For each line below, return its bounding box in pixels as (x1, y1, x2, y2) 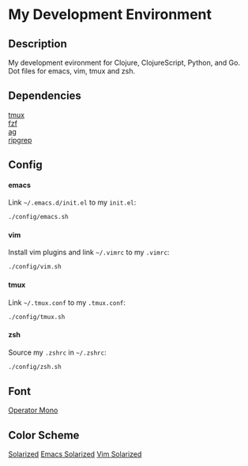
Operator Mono (8, 405, 58, 415)
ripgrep (8, 135, 32, 145)
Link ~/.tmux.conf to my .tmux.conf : (8, 298, 126, 307)
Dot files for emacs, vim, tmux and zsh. (8, 66, 136, 76)
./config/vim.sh (8, 263, 62, 271)
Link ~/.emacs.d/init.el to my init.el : (8, 197, 137, 207)
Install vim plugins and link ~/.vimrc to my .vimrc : (8, 247, 170, 257)
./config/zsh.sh (8, 363, 62, 370)
